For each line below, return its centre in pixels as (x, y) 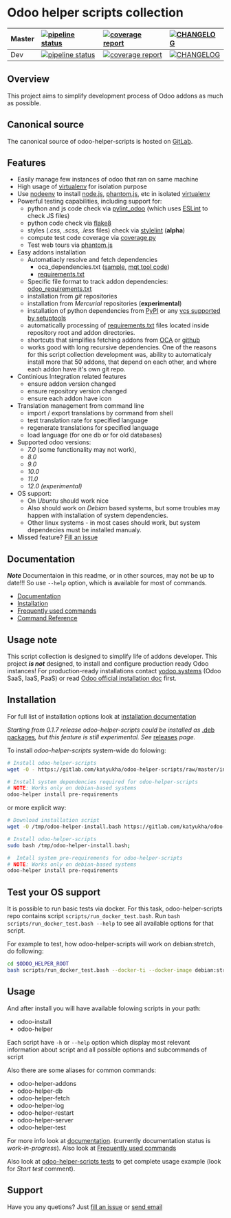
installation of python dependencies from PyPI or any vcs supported (124, 311)
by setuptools (47, 318)
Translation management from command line (80, 406)
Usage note (32, 640)
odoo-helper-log (41, 1105)
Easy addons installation (52, 252)
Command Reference (47, 618)
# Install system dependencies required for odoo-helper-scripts (102, 782)
